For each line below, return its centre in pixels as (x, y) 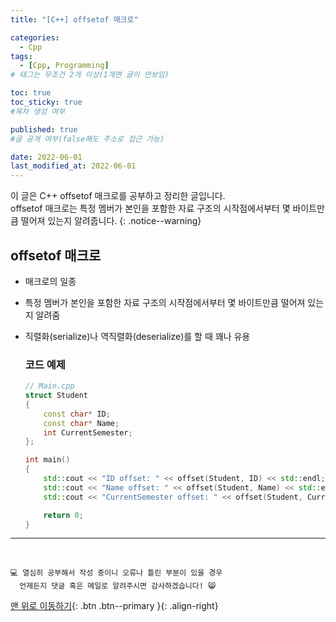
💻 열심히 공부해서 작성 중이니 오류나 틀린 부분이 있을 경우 (116, 573)
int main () (47, 460)
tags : (21, 56)
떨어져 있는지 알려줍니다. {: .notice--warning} (111, 221)
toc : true (31, 93)
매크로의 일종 (50, 281)
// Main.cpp (49, 386)
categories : (35, 37)
